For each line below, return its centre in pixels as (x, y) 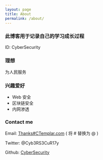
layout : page (18, 9)
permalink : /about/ (25, 18)
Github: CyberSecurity (27, 152)
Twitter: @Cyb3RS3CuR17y (32, 143)
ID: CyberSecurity (23, 47)
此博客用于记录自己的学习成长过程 (45, 36)
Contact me (19, 122)
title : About (18, 14)
